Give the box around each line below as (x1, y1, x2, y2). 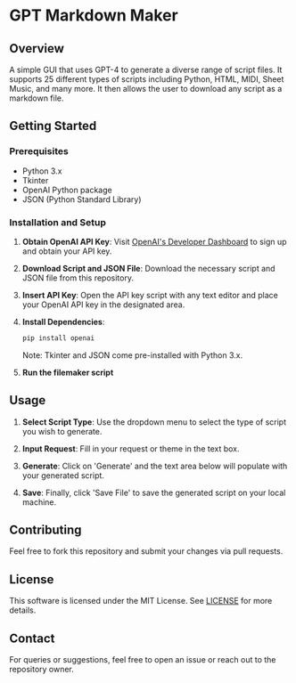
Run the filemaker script (21, 367, 114, 378)
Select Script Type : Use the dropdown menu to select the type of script (21, 416, 287, 427)
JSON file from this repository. (21, 272, 134, 283)
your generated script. (21, 469, 105, 481)
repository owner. (9, 664, 74, 675)
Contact (9, 630, 55, 646)
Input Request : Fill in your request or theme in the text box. (21, 443, 240, 454)
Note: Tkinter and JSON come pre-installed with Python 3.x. (21, 349, 243, 361)
